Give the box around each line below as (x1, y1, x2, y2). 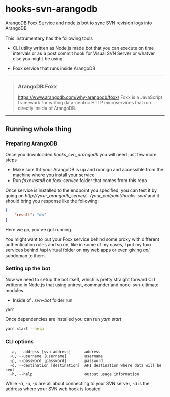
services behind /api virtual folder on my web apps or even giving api (5, 247, 150, 253)
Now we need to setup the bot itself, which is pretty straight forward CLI (5, 276, 156, 282)
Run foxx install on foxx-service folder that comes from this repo (12, 177, 147, 183)
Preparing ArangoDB (5, 140, 57, 147)
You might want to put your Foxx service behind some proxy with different (5, 236, 159, 242)
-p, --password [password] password (10, 358, 103, 363)
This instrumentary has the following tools (5, 35, 93, 41)
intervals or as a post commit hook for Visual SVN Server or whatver (12, 50, 155, 56)
